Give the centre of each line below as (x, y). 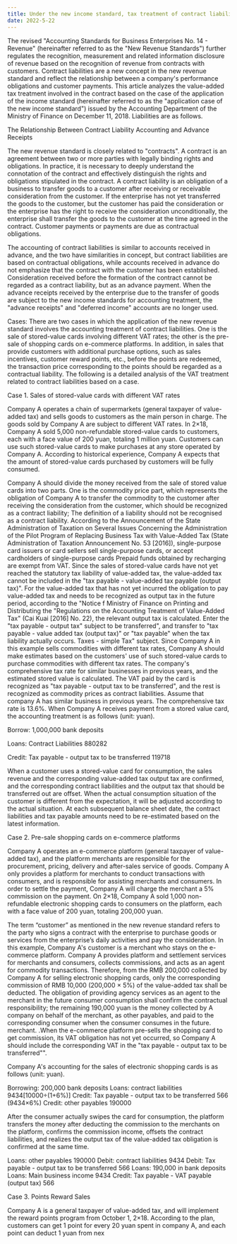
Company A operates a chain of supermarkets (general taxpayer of (105, 409)
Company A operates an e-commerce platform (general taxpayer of (105, 851)
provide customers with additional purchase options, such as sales (104, 351)
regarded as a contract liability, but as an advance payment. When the (109, 285)
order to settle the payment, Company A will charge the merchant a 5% (111, 889)
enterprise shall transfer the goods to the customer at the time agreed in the (117, 218)
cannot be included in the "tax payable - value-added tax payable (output (114, 581)
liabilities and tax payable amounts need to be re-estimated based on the (113, 816)
